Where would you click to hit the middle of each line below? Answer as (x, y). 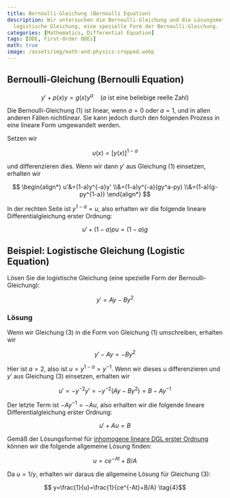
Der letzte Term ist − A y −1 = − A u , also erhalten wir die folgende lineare (106, 405)
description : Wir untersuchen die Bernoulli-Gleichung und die (99, 20)
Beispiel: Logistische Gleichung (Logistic (96, 251)
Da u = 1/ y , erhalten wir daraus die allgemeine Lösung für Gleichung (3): (109, 474)
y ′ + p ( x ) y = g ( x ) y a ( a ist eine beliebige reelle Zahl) (115, 97)
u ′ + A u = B (115, 426)
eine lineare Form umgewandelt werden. (64, 125)
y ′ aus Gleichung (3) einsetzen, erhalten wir (68, 376)
